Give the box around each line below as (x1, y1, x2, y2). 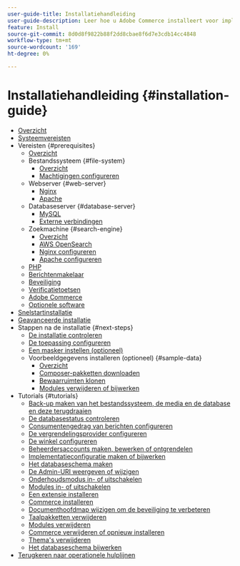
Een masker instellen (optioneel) (28, 345, 124, 354)
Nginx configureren (39, 247, 96, 256)
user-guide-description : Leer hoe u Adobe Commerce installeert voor (7, 17, 219, 24)
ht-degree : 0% (7, 51, 50, 58)
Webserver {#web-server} (28, 179, 106, 188)
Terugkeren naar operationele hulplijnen (17, 550, 136, 559)
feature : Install (7, 24, 59, 31)
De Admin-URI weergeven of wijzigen (28, 467, 139, 475)
